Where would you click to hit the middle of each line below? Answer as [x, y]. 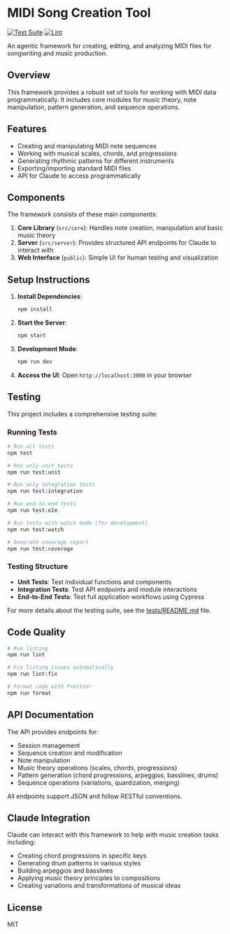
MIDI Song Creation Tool [79, 13]
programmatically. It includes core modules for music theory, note [102, 99]
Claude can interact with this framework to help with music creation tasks [113, 835]
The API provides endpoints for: [53, 732]
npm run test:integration [45, 491]
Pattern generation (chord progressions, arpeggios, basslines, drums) [118, 775]
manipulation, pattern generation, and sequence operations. [94, 107]
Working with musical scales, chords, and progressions [97, 153]
